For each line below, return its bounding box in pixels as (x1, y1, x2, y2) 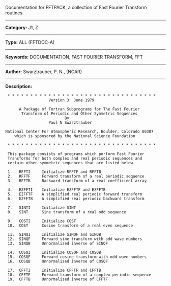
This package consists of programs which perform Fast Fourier (7, 151, 145, 157)
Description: (5, 83, 32, 89)
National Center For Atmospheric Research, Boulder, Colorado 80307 (5, 129, 154, 134)
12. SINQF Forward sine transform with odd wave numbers (7, 236, 142, 241)
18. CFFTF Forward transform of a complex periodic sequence (7, 272, 152, 277)
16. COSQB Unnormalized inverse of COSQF (7, 259, 108, 264)
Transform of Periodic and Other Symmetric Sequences (21, 111, 138, 116)
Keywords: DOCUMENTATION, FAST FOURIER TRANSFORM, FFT (5, 54, 143, 60)
